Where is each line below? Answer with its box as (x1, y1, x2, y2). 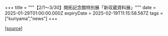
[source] (5, 25, 23, 31)
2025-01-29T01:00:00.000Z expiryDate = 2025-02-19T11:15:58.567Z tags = (5, 10, 163, 16)
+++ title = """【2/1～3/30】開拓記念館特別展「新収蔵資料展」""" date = (5, 5, 156, 10)
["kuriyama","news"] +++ (5, 16, 58, 21)
